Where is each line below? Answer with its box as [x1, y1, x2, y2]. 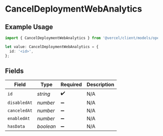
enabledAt [7, 116, 30, 121]
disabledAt [7, 100, 33, 105]
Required [60, 81, 82, 88]
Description [86, 81, 114, 88]
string [37, 90, 50, 97]
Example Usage [5, 23, 53, 31]
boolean [37, 123, 56, 130]
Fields [5, 67, 24, 75]
